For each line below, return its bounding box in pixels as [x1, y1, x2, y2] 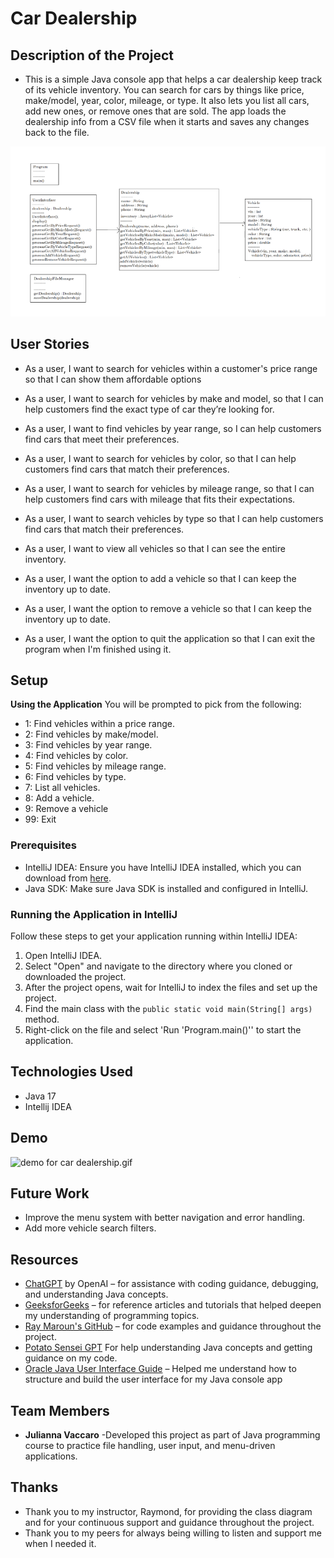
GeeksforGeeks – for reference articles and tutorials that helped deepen [24, 1299, 322, 1311]
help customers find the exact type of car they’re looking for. [24, 403, 275, 415]
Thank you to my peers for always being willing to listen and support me [24, 1527, 322, 1539]
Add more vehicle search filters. [24, 1222, 157, 1234]
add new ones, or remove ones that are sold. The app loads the [24, 105, 287, 117]
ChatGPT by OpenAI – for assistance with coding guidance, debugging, [24, 1278, 319, 1290]
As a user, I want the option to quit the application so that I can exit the [24, 632, 316, 644]
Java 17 [24, 1090, 57, 1102]
